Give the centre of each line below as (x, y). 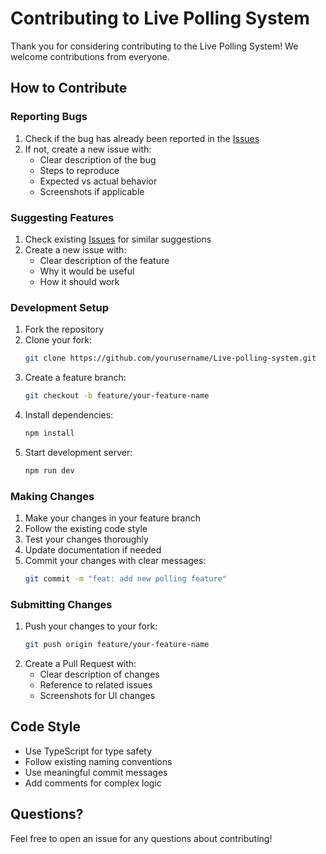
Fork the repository (64, 329)
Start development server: (78, 452)
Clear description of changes (99, 674)
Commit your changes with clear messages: (115, 561)
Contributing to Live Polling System (160, 18)
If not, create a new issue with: (88, 149)
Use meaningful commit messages (96, 772)
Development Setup (59, 307)
